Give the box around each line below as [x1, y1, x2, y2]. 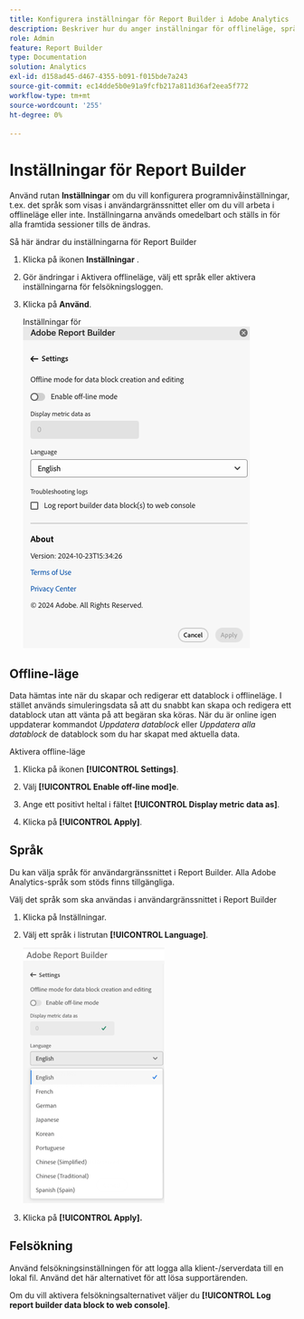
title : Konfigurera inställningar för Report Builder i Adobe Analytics [9, 15, 290, 24]
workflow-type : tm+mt [9, 91, 91, 100]
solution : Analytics [9, 63, 88, 72]
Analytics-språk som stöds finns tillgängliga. [9, 876, 175, 887]
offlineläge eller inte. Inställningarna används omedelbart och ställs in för [9, 210, 280, 220]
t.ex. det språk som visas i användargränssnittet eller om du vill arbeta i [9, 200, 275, 210]
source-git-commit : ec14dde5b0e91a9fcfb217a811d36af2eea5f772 [9, 82, 249, 91]
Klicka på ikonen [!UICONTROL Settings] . [22, 764, 179, 775]
